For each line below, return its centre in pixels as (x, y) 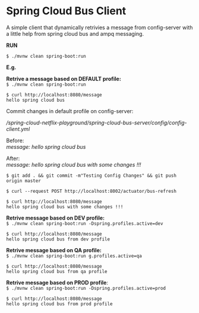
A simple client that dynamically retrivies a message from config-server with (99, 27)
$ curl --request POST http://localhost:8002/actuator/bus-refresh (91, 191)
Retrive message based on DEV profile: (56, 218)
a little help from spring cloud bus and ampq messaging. (75, 33)
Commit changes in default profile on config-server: (70, 111)
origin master (24, 181)
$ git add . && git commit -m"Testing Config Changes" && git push (91, 176)
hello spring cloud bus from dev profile (58, 239)
